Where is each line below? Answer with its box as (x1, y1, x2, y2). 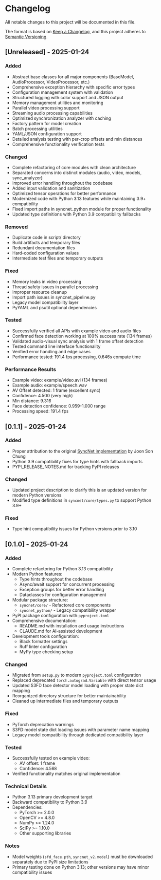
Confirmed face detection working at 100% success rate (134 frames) (12, 333, 152, 339)
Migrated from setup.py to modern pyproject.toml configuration (12, 672, 141, 678)
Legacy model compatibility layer (12, 299, 79, 305)
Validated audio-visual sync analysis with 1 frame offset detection (12, 338, 143, 344)
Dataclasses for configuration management (19, 592, 107, 598)
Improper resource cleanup (12, 289, 67, 295)
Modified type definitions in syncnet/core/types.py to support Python (12, 497, 152, 503)
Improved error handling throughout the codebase (12, 180, 113, 186)
